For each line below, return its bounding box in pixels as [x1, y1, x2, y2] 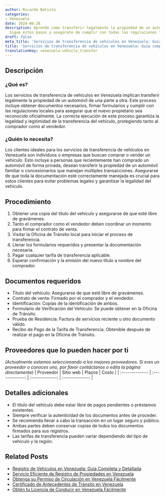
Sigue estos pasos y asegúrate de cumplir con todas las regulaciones [9, 30, 157, 35]
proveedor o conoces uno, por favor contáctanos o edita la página [5, 364, 141, 370]
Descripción [5, 66, 43, 75]
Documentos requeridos [5, 277, 81, 285]
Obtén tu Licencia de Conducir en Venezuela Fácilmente [12, 486, 126, 492]
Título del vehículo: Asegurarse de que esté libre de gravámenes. [12, 290, 144, 296]
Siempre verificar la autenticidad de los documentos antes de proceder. [12, 412, 158, 418]
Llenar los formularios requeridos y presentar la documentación [12, 242, 141, 248]
